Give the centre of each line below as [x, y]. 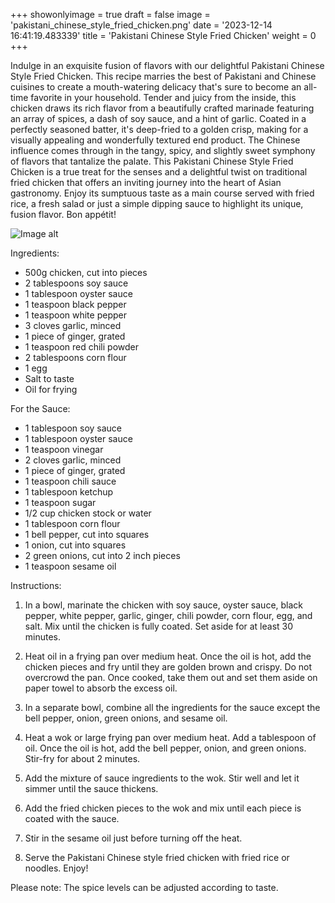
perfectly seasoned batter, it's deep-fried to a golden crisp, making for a [159, 129]
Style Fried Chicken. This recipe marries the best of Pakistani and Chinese [163, 76]
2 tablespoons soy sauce [76, 283]
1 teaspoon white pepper [75, 315]
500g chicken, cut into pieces [86, 272]
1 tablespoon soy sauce [73, 428]
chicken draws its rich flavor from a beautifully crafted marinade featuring [162, 108]
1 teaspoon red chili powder [82, 347]
